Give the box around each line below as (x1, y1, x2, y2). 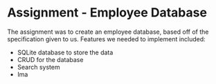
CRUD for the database (17, 55, 84, 63)
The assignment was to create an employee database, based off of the (7, 28, 209, 36)
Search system (17, 63, 60, 71)
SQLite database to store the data (17, 48, 114, 56)
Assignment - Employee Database (7, 5, 208, 21)
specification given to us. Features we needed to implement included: (7, 34, 206, 43)
